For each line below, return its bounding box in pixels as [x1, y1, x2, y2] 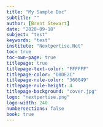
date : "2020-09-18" [6, 26, 56, 32]
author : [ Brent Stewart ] [6, 20, 70, 26]
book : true [6, 111, 34, 117]
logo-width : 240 [6, 100, 48, 106]
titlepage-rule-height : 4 [6, 83, 72, 89]
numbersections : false [6, 105, 64, 112]
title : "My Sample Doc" [6, 9, 67, 15]
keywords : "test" [6, 37, 51, 43]
